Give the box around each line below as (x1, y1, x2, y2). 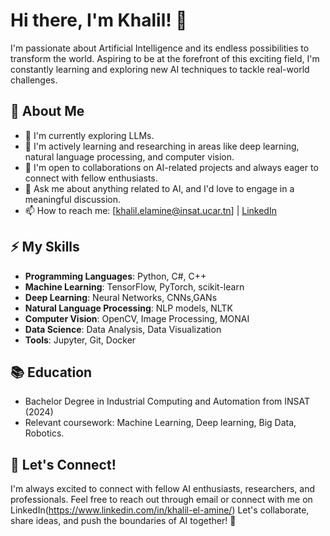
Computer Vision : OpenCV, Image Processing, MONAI (24, 312, 250, 324)
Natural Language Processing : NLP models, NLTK (24, 302, 233, 314)
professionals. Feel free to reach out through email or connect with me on (10, 494, 313, 506)
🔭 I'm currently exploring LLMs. (24, 129, 155, 141)
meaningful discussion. (24, 193, 122, 205)
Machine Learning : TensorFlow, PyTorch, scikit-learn (24, 280, 245, 293)
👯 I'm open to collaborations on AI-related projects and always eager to (24, 161, 319, 173)
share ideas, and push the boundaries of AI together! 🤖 (10, 515, 237, 527)
